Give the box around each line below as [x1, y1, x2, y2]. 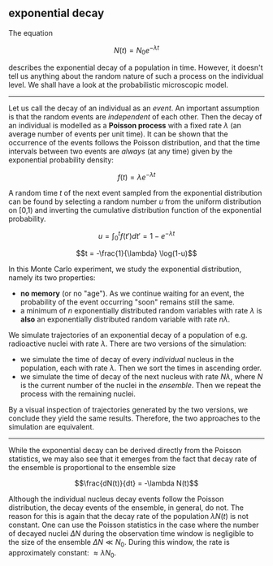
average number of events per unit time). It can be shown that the [8, 129, 229, 139]
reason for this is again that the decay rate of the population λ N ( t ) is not [8, 512, 249, 521]
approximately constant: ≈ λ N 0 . [8, 548, 117, 560]
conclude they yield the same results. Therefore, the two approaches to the [8, 413, 262, 423]
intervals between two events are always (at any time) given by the [8, 146, 233, 157]
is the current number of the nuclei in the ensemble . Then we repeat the [19, 381, 262, 391]
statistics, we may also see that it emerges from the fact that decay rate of [8, 454, 258, 464]
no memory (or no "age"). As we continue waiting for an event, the [19, 288, 245, 299]
